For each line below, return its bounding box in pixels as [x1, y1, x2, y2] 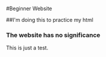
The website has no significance [6, 31, 101, 39]
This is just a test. [6, 44, 49, 52]
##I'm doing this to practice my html [6, 16, 94, 23]
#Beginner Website [6, 5, 53, 12]
